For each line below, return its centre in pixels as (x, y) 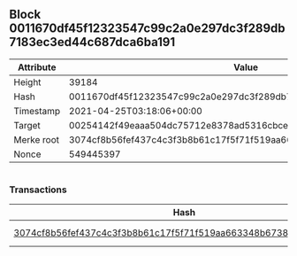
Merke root (37, 139)
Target (27, 125)
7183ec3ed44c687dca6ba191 (92, 42)
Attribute (37, 67)
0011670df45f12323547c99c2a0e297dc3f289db (147, 29)
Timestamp (37, 111)
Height (27, 81)
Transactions (38, 190)
